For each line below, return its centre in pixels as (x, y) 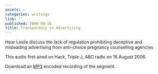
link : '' (14, 19)
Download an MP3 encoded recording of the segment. (60, 67)
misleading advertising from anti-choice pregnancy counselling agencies (79, 47)
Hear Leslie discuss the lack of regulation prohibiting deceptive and (74, 42)
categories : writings (27, 14)
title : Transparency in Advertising (43, 28)
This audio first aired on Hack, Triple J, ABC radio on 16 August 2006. (76, 57)
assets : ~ (15, 10)
